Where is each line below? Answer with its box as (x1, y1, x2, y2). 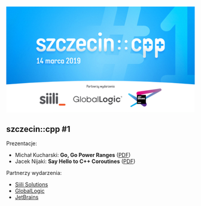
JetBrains (14, 193, 39, 201)
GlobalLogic (14, 187, 45, 195)
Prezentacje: (6, 140, 37, 147)
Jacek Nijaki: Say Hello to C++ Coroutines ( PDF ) (14, 158, 136, 165)
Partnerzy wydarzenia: (6, 170, 62, 177)
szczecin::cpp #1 (6, 124, 71, 134)
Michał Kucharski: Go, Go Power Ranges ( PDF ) (14, 152, 131, 159)
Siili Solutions (14, 181, 48, 188)
